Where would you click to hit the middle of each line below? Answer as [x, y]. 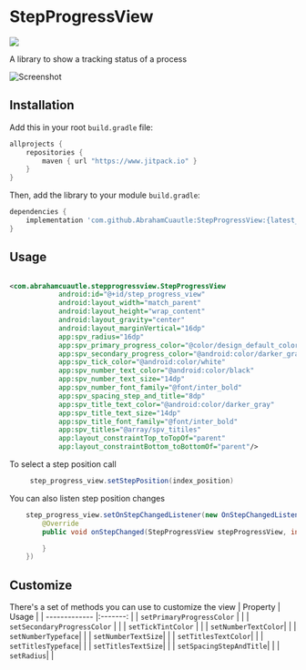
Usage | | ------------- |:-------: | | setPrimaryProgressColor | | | [129, 617]
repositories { [55, 152]
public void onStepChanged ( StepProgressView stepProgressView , [164, 532]
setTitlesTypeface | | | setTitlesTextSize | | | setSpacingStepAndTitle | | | [145, 646]
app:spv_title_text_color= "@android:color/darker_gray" [166, 404]
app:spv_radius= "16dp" [101, 337]
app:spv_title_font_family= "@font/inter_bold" [148, 421]
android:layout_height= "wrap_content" [132, 311]
